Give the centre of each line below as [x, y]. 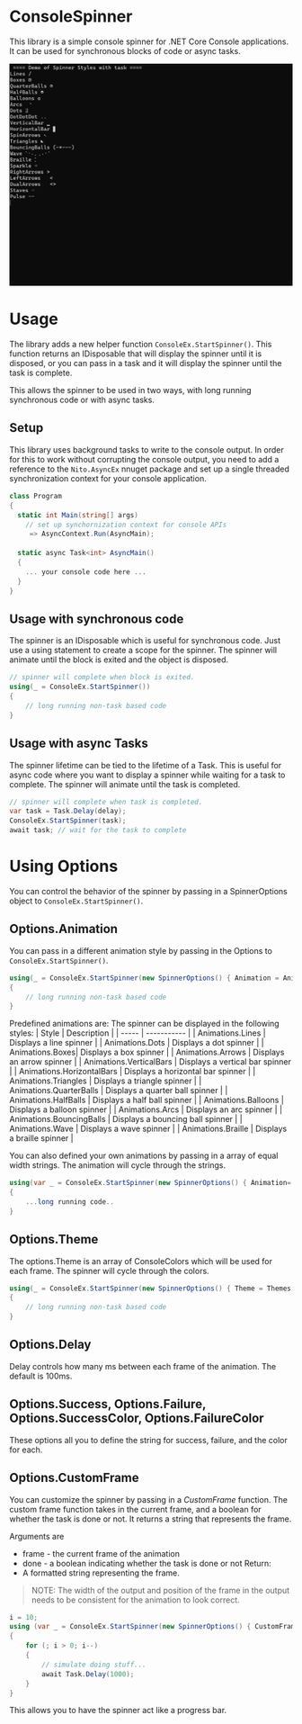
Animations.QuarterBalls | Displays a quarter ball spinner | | [119, 1091]
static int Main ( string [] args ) [78, 515]
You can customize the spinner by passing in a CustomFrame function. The [148, 1499]
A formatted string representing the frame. [101, 1573]
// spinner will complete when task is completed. [106, 802]
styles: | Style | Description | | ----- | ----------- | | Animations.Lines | [138, 1033]
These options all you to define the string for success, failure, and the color [148, 1440]
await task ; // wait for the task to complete [98, 831]
